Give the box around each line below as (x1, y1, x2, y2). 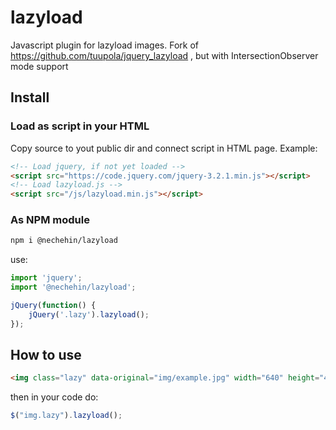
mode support (10, 60, 69, 72)
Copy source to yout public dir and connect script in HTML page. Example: (10, 142, 318, 154)
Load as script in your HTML (10, 119, 150, 133)
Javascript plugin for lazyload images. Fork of (10, 39, 200, 51)
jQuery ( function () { (10, 301, 97, 311)
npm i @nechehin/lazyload (10, 236, 118, 246)
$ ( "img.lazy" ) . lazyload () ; (10, 411, 123, 421)
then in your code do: (10, 391, 99, 403)
